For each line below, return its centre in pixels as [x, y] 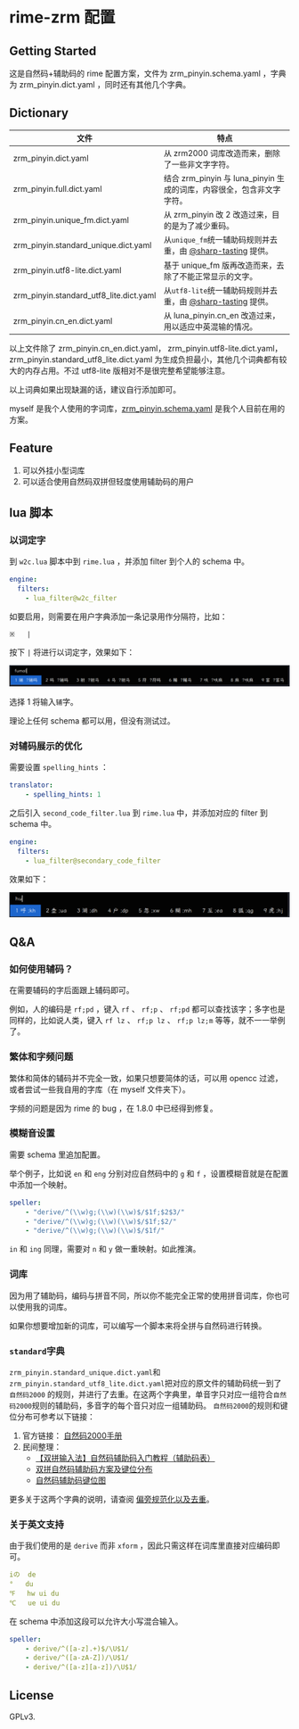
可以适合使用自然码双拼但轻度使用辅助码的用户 [108, 482]
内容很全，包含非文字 [242, 189]
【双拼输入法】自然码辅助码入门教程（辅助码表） [125, 1458]
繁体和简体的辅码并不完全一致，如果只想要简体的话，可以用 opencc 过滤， [146, 1078]
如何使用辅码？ [41, 969]
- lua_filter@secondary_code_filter [93, 861]
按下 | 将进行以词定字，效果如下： [72, 652]
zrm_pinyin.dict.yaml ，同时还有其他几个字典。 [105, 84]
